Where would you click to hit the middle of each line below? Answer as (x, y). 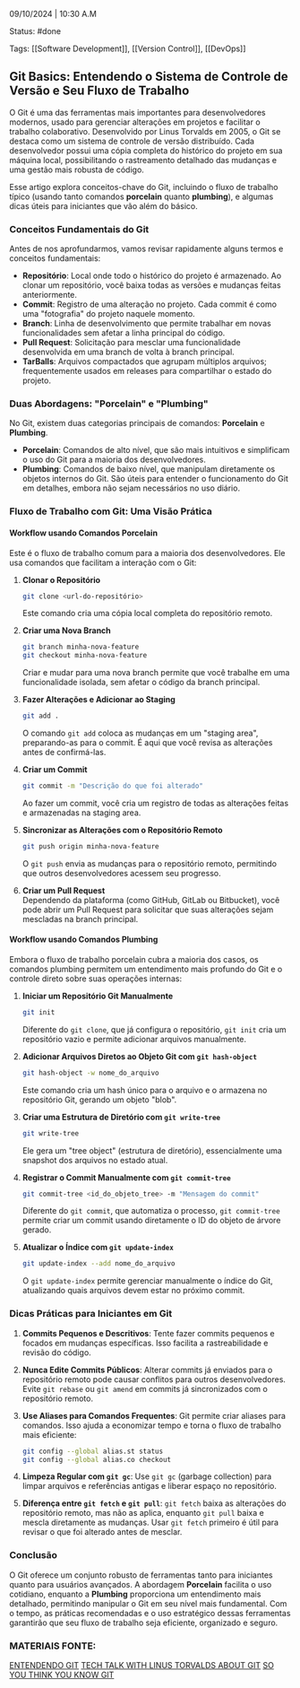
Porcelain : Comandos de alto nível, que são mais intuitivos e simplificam (156, 450)
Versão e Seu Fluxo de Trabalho (99, 91)
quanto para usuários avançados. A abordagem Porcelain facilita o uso (141, 1584)
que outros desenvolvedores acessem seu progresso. (121, 873)
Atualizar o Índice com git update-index (98, 1248)
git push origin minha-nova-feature (90, 846)
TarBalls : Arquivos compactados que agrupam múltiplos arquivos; (144, 361)
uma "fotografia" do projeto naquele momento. (108, 314)
